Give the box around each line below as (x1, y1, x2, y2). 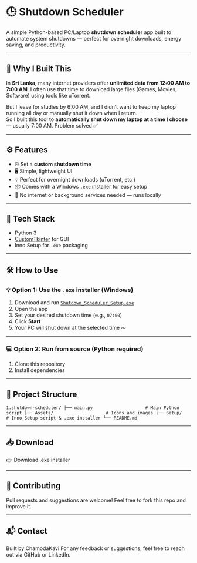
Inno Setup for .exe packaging (14, 242, 88, 249)
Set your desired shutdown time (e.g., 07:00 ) (14, 311, 122, 319)
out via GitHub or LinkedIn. (6, 551, 71, 558)
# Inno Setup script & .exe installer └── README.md (6, 415, 138, 421)
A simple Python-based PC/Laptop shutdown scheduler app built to (6, 28, 172, 36)
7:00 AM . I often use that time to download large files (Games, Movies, (6, 85, 177, 92)
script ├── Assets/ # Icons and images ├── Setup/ (6, 410, 182, 416)
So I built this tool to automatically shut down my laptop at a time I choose (6, 116, 188, 123)
